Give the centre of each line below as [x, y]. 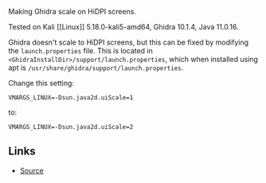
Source [31, 170]
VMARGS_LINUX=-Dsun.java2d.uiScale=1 [71, 98]
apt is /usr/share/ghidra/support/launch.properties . [96, 68]
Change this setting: [41, 83]
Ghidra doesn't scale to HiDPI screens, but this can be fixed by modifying [129, 42]
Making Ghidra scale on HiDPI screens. [72, 12]
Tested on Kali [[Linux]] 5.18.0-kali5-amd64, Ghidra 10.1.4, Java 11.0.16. [123, 27]
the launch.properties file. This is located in [81, 51]
